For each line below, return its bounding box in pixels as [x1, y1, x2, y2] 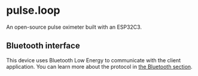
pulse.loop [6, 4, 60, 17]
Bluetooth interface [6, 41, 80, 51]
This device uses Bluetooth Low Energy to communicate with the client [6, 56, 181, 63]
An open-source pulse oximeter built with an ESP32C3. [6, 23, 142, 31]
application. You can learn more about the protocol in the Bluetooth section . [6, 63, 193, 70]
